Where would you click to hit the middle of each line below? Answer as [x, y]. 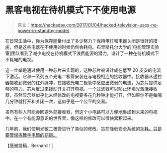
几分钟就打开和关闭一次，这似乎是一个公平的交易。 [57, 101]
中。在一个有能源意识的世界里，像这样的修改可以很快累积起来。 [70, 118]
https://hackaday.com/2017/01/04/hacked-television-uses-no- [95, 25]
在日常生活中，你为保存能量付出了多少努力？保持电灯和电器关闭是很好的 [79, 41]
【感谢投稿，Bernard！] [29, 146]
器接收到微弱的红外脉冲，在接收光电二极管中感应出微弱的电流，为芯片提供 [81, 82]
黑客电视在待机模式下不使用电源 [71, 10]
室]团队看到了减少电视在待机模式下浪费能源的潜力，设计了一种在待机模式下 [82, 53]
